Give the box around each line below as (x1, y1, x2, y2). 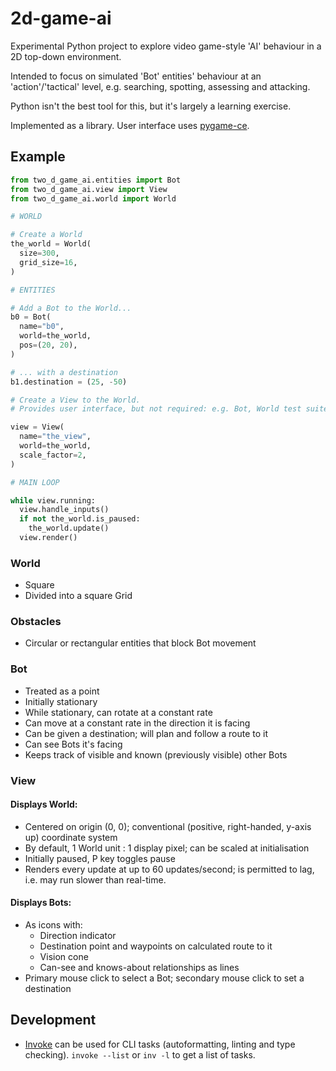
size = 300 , (19, 248, 60, 258)
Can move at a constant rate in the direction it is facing (24, 717, 251, 729)
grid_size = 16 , (19, 257, 78, 267)
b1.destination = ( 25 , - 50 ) (10, 377, 128, 387)
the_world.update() (28, 523, 110, 534)
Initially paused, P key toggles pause (24, 852, 176, 864)
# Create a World (10, 230, 83, 240)
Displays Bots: (10, 897, 72, 909)
